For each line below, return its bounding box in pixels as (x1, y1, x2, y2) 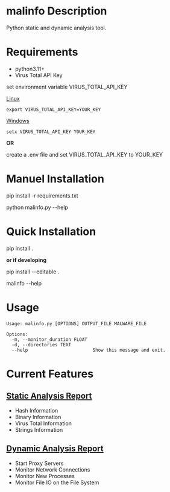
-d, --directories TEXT (11, 341, 71, 347)
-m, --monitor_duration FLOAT (11, 336, 87, 343)
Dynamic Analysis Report (6, 444, 104, 454)
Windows (6, 117, 30, 124)
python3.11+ (14, 65, 45, 72)
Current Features (6, 367, 94, 381)
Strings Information (14, 426, 63, 433)
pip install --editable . (6, 268, 60, 275)
